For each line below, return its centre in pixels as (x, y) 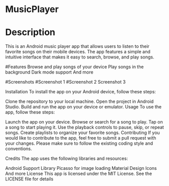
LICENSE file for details (30, 179)
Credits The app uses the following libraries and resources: (67, 159)
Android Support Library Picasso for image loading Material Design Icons (81, 168)
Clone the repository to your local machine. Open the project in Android (79, 101)
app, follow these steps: (30, 112)
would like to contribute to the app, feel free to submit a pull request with (81, 138)
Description (30, 33)
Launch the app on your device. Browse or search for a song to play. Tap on (84, 122)
